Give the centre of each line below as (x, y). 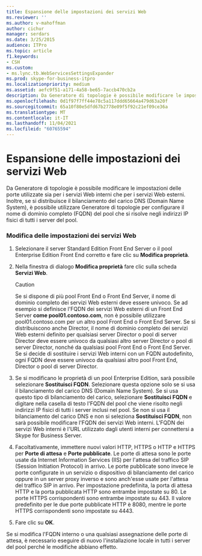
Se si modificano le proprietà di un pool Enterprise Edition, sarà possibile (105, 378)
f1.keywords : (23, 56)
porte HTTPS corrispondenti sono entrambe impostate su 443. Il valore (103, 498)
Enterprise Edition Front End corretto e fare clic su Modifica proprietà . (102, 255)
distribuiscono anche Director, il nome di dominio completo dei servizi (101, 328)
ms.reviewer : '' (26, 17)
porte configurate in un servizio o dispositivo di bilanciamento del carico (104, 473)
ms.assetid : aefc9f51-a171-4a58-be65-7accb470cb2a (71, 90)
